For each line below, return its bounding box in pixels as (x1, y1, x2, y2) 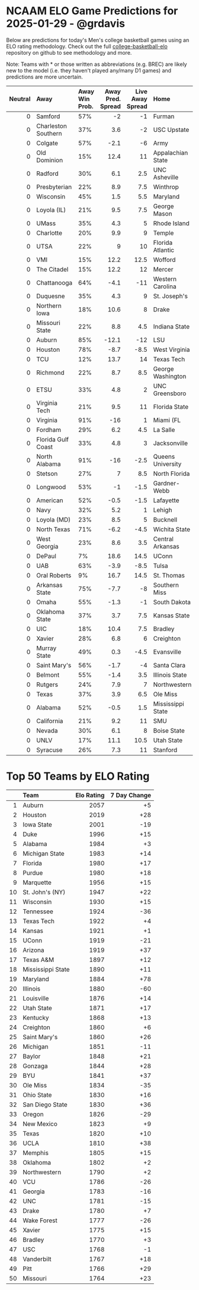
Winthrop (153, 182, 179, 191)
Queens (153, 452, 175, 461)
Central (153, 535, 174, 543)
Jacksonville (153, 439, 188, 447)
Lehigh (153, 506, 173, 514)
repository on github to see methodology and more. (6, 49, 132, 56)
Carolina (153, 282, 176, 291)
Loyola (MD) (36, 515, 71, 523)
